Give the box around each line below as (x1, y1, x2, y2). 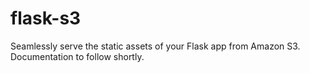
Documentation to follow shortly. (10, 50, 145, 62)
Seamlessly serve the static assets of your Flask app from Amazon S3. (10, 40, 301, 52)
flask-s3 (10, 7, 82, 30)
